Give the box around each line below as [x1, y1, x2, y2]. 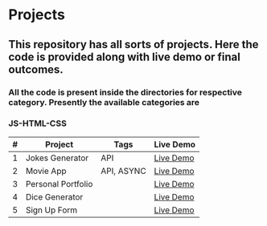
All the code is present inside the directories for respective [8, 87, 243, 98]
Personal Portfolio [25, 178, 93, 189]
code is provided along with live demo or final [8, 50, 241, 63]
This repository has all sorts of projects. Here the [8, 38, 259, 51]
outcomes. [8, 63, 64, 76]
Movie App [25, 165, 67, 176]
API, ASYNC [100, 165, 146, 176]
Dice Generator [25, 191, 84, 202]
